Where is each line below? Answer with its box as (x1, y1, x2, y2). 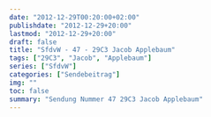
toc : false (9, 86, 49, 95)
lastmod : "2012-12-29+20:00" (9, 29, 117, 38)
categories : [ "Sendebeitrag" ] (9, 70, 121, 79)
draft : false (9, 37, 57, 47)
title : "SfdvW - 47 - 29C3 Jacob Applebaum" (9, 46, 176, 55)
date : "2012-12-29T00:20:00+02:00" (9, 12, 140, 22)
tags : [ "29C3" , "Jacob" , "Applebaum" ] (9, 54, 152, 62)
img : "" (9, 78, 38, 87)
